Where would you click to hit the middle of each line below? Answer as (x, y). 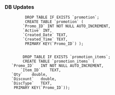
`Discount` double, (34, 79)
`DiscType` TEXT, (32, 83)
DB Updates (20, 7)
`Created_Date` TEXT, (45, 35)
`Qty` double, (30, 75)
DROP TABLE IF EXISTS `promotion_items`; (67, 57)
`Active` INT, (37, 31)
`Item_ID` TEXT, (41, 70)
